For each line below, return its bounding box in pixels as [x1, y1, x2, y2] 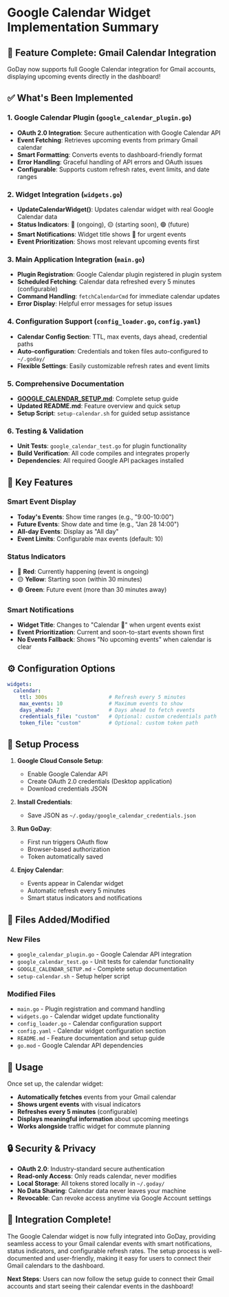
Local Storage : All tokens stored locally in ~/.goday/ [17, 1179, 165, 1188]
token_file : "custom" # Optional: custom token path [19, 719, 198, 727]
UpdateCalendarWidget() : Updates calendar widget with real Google [17, 205, 215, 213]
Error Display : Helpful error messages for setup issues [17, 299, 173, 308]
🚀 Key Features [7, 476, 74, 488]
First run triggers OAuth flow [27, 838, 109, 846]
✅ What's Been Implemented [7, 92, 133, 104]
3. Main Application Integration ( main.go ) [7, 255, 145, 264]
